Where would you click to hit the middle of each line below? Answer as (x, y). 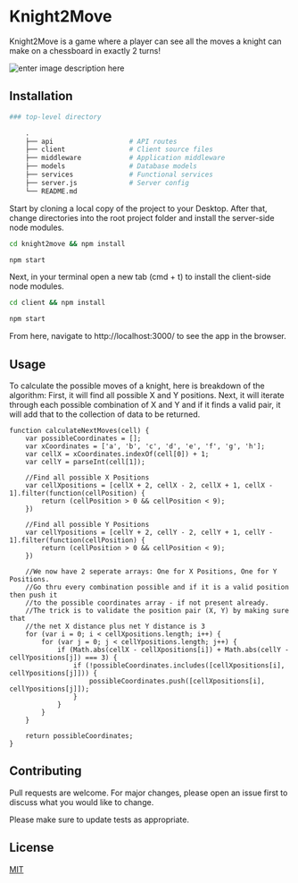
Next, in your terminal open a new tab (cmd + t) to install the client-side (140, 277)
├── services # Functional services (120, 174)
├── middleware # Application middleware (125, 158)
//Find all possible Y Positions (87, 524)
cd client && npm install (57, 303)
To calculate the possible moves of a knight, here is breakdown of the (137, 386)
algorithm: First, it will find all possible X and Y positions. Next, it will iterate (147, 395)
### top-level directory (55, 117)
